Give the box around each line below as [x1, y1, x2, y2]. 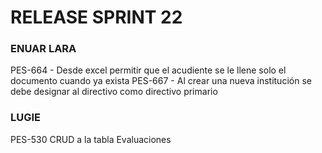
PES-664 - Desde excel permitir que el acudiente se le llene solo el [10, 64, 287, 76]
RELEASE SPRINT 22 [10, 6, 183, 29]
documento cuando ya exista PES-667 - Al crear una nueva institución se [10, 75, 312, 87]
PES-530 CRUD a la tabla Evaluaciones [10, 133, 172, 145]
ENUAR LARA [10, 42, 77, 56]
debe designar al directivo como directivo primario [10, 86, 218, 98]
